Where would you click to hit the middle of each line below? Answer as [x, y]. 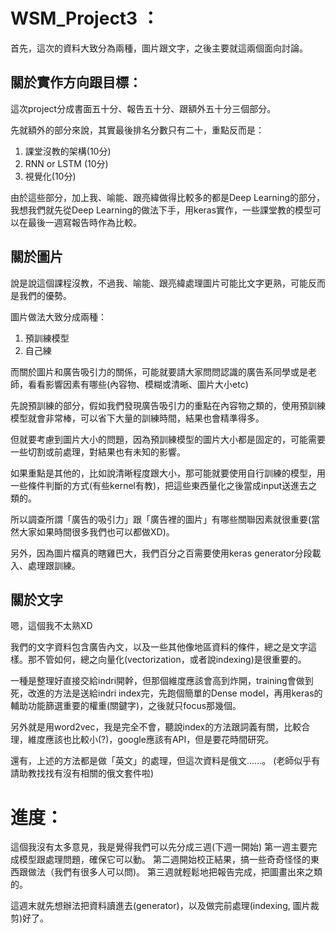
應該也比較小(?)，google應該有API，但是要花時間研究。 [159, 740]
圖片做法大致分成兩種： [58, 316]
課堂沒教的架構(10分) [68, 151]
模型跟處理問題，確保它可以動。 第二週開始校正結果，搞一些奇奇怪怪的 [164, 860]
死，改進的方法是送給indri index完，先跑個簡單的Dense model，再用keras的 [166, 693]
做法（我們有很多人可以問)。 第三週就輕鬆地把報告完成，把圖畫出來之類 [175, 872]
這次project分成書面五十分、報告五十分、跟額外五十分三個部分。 [143, 108]
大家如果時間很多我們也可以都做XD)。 [96, 531]
